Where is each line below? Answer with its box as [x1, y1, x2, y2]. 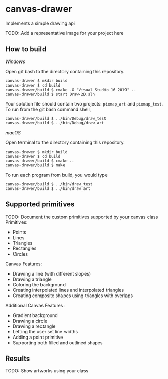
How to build [5, 45, 47, 54]
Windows [5, 58, 26, 65]
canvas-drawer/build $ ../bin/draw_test [5, 181, 93, 187]
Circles [12, 250, 28, 257]
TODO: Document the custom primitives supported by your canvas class [5, 214, 158, 220]
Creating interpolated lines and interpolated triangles [12, 287, 124, 293]
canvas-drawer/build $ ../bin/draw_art [5, 186, 91, 191]
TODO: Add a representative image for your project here [5, 30, 124, 36]
